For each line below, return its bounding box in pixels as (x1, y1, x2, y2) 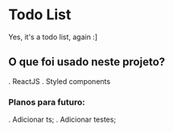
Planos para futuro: (8, 96, 86, 107)
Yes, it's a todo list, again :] (8, 32, 98, 42)
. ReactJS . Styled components (8, 76, 111, 86)
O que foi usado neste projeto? (8, 55, 166, 69)
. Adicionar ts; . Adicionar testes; (8, 114, 117, 125)
